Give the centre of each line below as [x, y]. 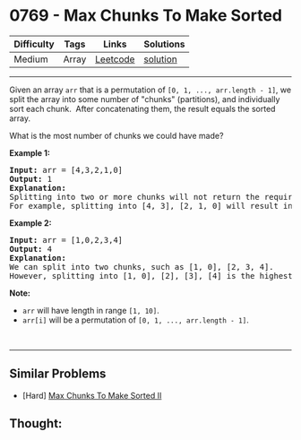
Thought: [36, 423]
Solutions [164, 44]
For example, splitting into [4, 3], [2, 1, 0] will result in [151, 206]
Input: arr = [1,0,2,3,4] [66, 240]
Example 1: [30, 152]
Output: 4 [30, 249]
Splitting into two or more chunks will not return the [134, 197]
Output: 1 [30, 179]
